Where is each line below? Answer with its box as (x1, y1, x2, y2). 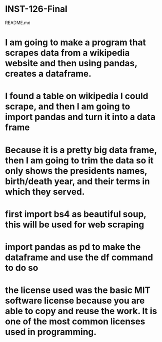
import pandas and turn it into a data (5, 111, 156, 123)
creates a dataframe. (5, 68, 92, 79)
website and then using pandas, (5, 58, 138, 69)
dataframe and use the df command (5, 252, 153, 263)
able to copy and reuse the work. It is (5, 306, 157, 317)
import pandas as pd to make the (5, 241, 141, 252)
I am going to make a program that (5, 37, 146, 48)
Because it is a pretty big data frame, (5, 144, 157, 156)
